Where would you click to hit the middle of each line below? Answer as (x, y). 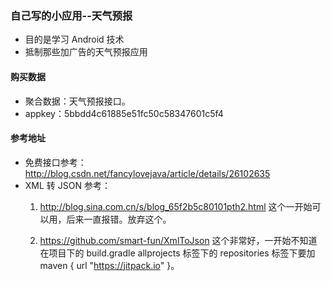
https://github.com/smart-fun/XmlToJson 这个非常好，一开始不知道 (178, 240)
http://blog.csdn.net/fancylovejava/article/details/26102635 (147, 173)
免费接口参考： (55, 162)
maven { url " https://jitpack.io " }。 (109, 265)
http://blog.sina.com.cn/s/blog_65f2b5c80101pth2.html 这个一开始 (176, 206)
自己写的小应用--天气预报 (71, 15)
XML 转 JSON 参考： (67, 185)
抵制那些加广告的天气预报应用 (86, 52)
